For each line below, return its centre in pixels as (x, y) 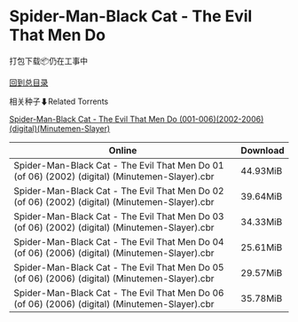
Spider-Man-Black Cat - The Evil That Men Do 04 (119, 241)
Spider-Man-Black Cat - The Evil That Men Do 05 (119, 267)
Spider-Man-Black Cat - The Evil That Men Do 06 (119, 293)
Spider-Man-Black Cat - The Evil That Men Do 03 (119, 216)
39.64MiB (262, 196)
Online (123, 150)
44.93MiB (262, 170)
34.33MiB (262, 222)
